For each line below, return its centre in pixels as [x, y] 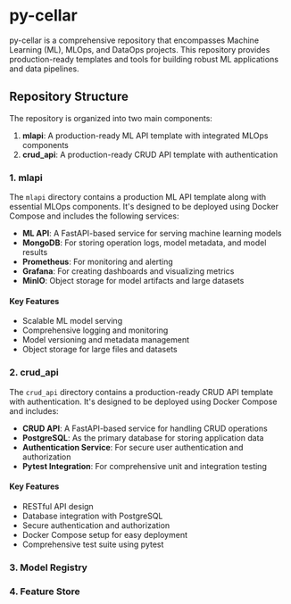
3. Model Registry [48, 567]
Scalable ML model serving [72, 321]
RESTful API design [58, 506]
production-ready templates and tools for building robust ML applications [144, 59]
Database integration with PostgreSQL [92, 516]
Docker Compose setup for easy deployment [104, 534]
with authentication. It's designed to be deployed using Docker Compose [143, 401]
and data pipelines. [44, 69]
